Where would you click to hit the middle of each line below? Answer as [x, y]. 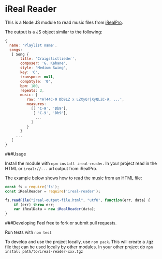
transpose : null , [37, 77]
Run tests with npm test [29, 232]
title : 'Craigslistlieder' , [48, 59]
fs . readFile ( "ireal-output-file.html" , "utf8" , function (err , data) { [78, 200]
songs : [16, 50]
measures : [37, 104]
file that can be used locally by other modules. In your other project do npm [79, 247]
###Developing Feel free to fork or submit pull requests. [61, 223]
